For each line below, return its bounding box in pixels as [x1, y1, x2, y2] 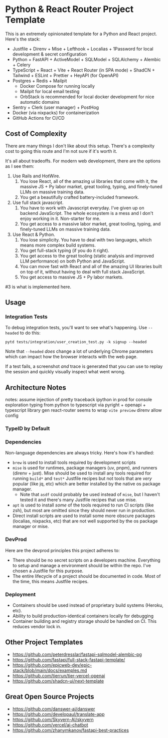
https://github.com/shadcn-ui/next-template [12, 678, 104, 684]
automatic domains [20, 99, 60, 105]
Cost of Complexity [5, 129, 67, 138]
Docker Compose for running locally [20, 83, 95, 89]
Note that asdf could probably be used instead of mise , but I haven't [20, 491, 160, 498]
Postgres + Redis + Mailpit [12, 78, 67, 84]
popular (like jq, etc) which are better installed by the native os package [12, 481, 160, 487]
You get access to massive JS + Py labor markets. [20, 274, 124, 280]
